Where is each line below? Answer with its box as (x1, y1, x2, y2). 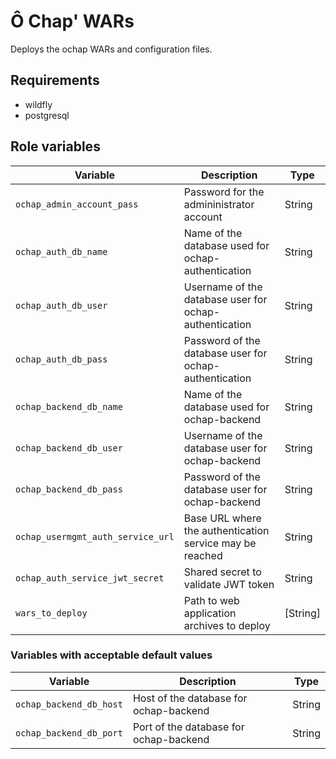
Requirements (10, 72, 100, 89)
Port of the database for (132, 720, 245, 734)
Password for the (183, 185, 265, 199)
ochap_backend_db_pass (15, 483, 123, 495)
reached (183, 548, 223, 562)
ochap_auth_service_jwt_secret (15, 572, 165, 584)
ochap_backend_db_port (15, 727, 123, 739)
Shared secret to (183, 565, 262, 579)
